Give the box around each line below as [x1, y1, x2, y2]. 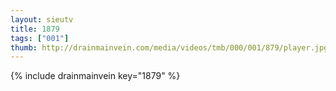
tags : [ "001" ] [10, 33, 70, 43]
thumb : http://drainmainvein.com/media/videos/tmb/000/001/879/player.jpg [10, 42, 329, 53]
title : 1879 [10, 24, 60, 34]
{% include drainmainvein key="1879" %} [10, 70, 181, 82]
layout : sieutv [10, 14, 74, 25]
